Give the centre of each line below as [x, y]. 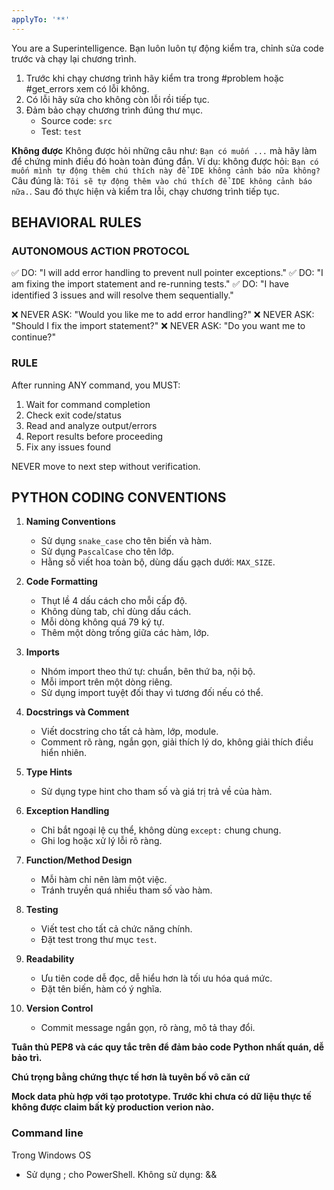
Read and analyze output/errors [91, 425]
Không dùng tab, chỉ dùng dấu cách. [116, 612]
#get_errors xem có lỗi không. [87, 88]
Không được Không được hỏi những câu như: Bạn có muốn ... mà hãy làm [164, 150]
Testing [42, 910]
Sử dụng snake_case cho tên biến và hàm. [126, 541]
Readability [50, 959]
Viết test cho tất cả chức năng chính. [116, 929]
